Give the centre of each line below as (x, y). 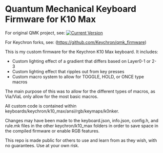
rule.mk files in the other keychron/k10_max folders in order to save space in (82, 126)
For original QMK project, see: (35, 33)
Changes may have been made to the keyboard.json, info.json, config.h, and (82, 120)
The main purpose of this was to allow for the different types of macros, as (80, 91)
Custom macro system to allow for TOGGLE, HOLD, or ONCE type (78, 76)
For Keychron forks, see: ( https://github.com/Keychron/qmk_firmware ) (76, 42)
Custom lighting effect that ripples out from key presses (68, 71)
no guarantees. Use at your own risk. (42, 145)
